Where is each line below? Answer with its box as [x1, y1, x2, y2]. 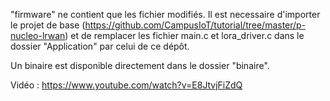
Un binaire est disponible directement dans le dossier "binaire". [10, 60, 270, 71]
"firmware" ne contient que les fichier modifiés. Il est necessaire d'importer [10, 9, 321, 20]
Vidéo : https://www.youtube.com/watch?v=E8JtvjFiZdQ [10, 79, 243, 91]
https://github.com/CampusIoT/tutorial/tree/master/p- [84, 19, 307, 31]
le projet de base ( [10, 19, 86, 31]
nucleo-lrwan [10, 30, 66, 41]
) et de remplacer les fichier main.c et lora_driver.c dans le [64, 30, 305, 41]
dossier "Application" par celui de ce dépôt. [10, 40, 190, 52]
